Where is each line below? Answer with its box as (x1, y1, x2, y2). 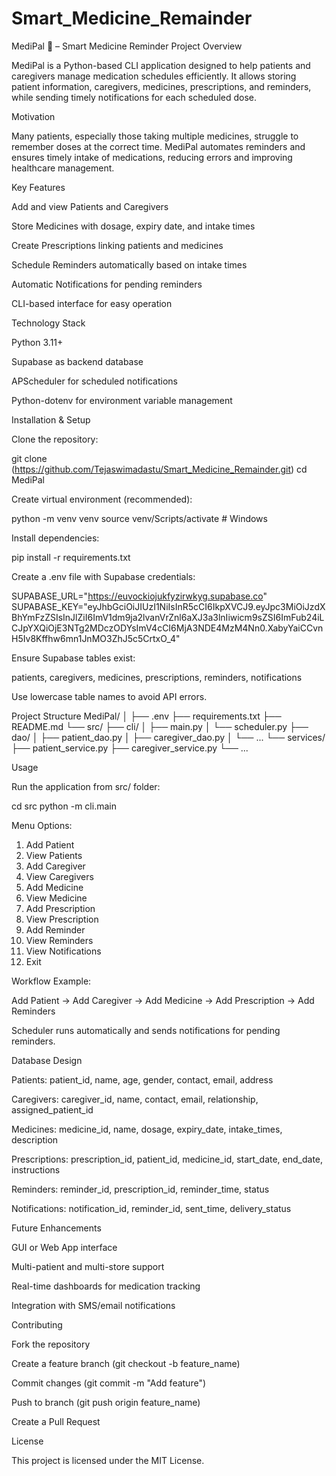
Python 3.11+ (11, 336, 64, 348)
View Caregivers (25, 870, 94, 882)
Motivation (11, 110, 56, 122)
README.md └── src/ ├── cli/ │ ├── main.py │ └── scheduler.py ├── (11, 720, 309, 732)
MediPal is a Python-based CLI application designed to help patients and (11, 59, 311, 71)
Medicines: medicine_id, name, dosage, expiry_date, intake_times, (11, 1123, 283, 1135)
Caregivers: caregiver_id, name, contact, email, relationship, (11, 1093, 259, 1105)
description (11, 1133, 59, 1146)
